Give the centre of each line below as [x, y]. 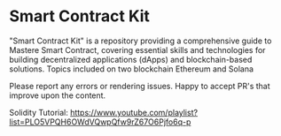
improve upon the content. [58, 95]
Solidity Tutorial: [39, 112]
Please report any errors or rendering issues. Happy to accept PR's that [140, 86]
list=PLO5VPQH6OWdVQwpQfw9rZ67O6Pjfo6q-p [100, 122]
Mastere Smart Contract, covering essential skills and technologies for [137, 49]
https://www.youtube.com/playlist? [133, 112]
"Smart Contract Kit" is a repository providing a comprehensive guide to [140, 41]
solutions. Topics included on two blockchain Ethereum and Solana [132, 69]
